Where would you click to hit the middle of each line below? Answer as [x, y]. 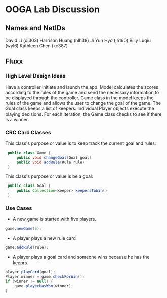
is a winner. [17, 119]
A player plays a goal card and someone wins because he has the [81, 257]
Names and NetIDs [35, 28]
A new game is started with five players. [54, 219]
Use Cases [19, 208]
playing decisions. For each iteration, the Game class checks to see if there [83, 114]
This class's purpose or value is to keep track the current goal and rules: [81, 143]
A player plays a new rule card [44, 238]
